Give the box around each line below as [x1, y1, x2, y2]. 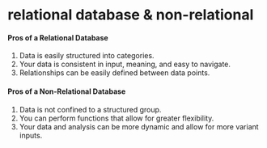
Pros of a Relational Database [7, 32, 108, 42]
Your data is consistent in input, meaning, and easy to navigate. [19, 59, 231, 70]
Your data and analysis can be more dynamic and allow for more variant [19, 121, 260, 131]
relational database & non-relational [7, 6, 254, 24]
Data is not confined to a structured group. [19, 104, 162, 114]
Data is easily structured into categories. [19, 51, 155, 61]
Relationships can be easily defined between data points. [19, 68, 210, 78]
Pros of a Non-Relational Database [7, 87, 126, 96]
